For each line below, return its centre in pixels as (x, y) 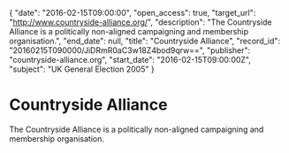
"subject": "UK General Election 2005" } (82, 69)
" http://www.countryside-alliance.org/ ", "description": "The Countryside (141, 22)
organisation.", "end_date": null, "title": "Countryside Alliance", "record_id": (145, 41)
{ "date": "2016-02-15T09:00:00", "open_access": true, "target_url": (133, 13)
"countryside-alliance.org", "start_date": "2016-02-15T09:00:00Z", (130, 60)
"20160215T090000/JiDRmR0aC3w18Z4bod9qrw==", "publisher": (130, 50)
